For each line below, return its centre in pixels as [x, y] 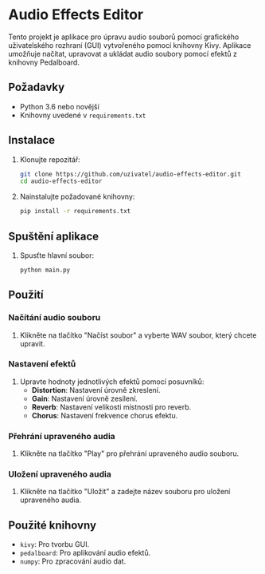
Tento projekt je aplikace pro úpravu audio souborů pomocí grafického [124, 37]
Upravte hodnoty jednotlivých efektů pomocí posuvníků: [112, 382]
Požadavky [37, 87]
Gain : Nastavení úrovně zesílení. [84, 398]
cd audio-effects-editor [61, 181]
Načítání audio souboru [55, 318]
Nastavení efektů [42, 364]
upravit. [32, 343]
